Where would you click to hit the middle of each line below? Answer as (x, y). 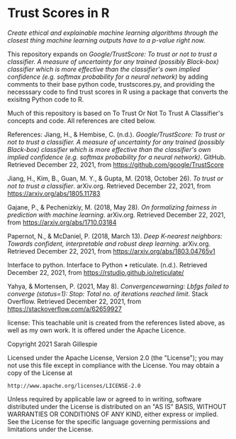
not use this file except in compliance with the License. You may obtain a (113, 365)
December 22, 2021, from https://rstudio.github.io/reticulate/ (96, 272)
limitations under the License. (50, 429)
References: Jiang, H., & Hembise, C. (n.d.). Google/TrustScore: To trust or (116, 134)
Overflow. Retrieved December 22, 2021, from (74, 301)
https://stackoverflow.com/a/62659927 (64, 309)
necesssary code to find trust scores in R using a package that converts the (118, 92)
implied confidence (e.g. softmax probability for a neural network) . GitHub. (117, 157)
